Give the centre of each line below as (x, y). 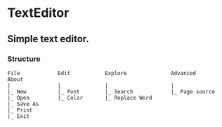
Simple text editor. (48, 39)
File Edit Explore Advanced (102, 73)
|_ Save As (23, 104)
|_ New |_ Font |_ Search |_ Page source (111, 92)
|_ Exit (19, 116)
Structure (24, 59)
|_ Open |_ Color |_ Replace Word (80, 98)
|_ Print (20, 110)
